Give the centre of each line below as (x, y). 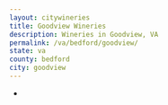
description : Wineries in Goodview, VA (84, 34)
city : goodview (38, 68)
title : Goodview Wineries (57, 26)
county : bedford (40, 59)
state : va (28, 51)
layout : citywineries (50, 17)
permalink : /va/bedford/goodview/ (74, 43)
